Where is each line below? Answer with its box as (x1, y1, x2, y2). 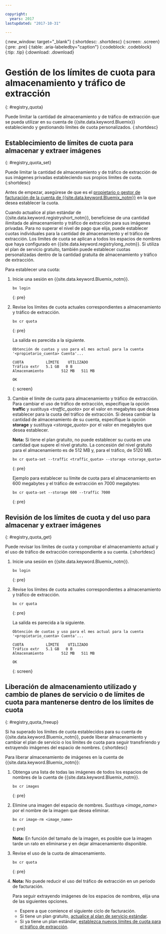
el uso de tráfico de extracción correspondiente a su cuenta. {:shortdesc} (5, 549, 156, 555)
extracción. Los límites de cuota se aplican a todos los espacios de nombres (5, 236, 161, 242)
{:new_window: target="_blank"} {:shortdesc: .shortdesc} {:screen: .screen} (5, 39, 160, 45)
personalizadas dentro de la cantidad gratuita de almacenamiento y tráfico (5, 251, 158, 258)
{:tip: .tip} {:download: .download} (5, 49, 74, 55)
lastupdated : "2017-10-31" (5, 21, 61, 26)
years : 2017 (9, 16, 35, 21)
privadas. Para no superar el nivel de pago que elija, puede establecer (5, 225, 148, 231)
